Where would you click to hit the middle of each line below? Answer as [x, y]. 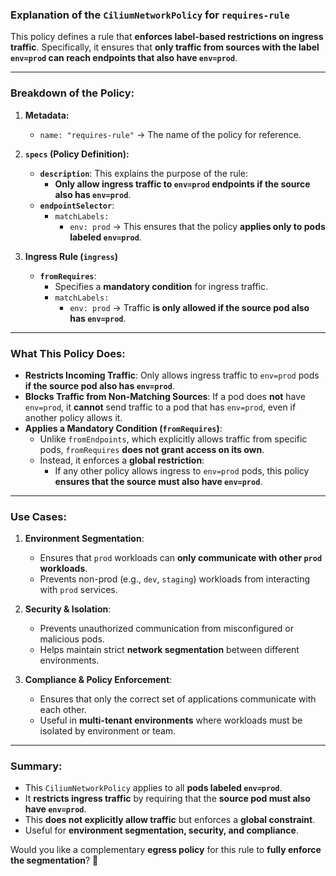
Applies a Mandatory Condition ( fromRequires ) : [123, 428]
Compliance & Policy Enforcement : [98, 680]
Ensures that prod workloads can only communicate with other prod [181, 558]
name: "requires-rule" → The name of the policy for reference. [170, 134]
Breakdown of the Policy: [72, 93]
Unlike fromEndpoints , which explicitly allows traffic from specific [173, 439]
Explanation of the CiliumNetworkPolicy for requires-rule [150, 15]
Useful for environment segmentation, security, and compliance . [161, 830]
